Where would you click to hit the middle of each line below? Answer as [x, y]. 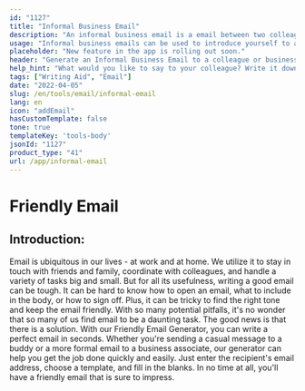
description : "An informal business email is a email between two [138, 34]
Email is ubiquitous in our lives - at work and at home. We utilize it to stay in [150, 261]
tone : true [30, 128]
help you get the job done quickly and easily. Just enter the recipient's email [152, 357]
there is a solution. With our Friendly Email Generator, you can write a [139, 328]
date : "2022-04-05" [46, 85]
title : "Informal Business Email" [75, 26]
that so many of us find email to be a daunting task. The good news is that [148, 319]
